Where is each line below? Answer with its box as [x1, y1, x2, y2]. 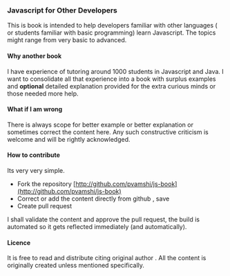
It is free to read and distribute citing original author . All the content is [7, 254, 207, 262]
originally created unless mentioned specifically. [7, 261, 145, 270]
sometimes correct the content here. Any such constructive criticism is [7, 127, 209, 136]
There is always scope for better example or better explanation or [7, 120, 193, 129]
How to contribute [7, 151, 61, 159]
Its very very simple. [7, 166, 66, 174]
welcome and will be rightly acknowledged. [7, 135, 131, 143]
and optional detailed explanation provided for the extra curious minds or [7, 82, 216, 90]
